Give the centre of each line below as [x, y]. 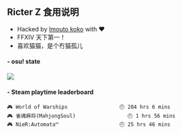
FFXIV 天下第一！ [41, 37]
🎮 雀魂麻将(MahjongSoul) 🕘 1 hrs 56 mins [91, 116]
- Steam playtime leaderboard [50, 92]
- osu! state [24, 62]
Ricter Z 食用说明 [43, 12]
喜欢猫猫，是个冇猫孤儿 [50, 46]
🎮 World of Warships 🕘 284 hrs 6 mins [89, 107]
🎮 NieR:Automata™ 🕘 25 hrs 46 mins [89, 124]
